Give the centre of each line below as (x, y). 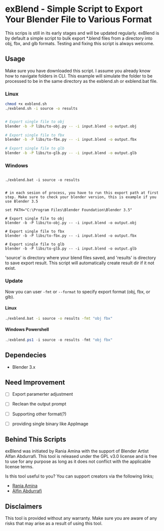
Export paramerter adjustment (43, 394)
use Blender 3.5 (22, 202)
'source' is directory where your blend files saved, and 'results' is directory (81, 258)
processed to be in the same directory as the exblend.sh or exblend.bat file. (82, 81)
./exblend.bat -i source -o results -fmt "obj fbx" (59, 318)
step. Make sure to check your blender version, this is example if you (81, 197)
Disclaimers (24, 506)
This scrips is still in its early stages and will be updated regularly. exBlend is (82, 33)
